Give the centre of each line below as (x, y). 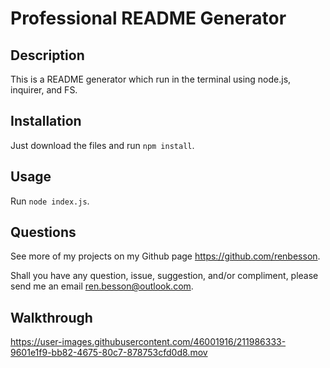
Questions (43, 232)
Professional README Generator (148, 18)
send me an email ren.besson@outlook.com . (102, 286)
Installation (46, 121)
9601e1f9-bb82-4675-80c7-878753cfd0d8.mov (109, 353)
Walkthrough (51, 317)
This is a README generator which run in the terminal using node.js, (151, 79)
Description (47, 55)
